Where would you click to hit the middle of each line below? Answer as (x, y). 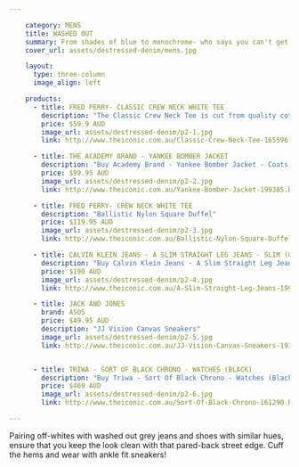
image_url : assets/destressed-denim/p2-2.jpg (127, 181)
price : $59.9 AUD (73, 124)
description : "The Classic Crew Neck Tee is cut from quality (159, 115)
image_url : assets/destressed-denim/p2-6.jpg (127, 394)
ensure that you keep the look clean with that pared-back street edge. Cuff (146, 445)
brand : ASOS (64, 313)
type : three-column (69, 75)
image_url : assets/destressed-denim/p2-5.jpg (127, 337)
